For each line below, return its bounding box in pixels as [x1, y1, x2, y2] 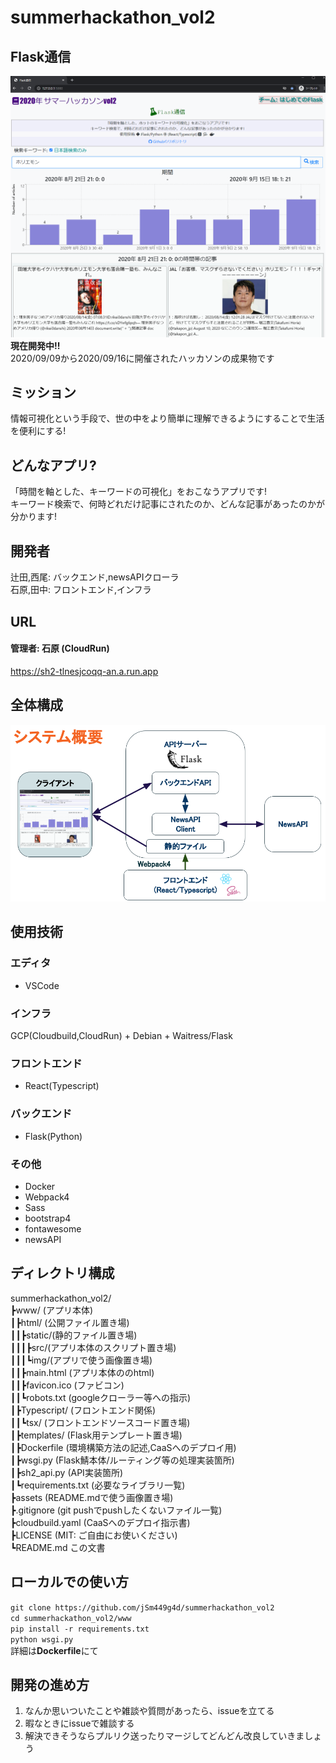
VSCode [24, 979, 60, 991]
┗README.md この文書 [10, 1541, 106, 1553]
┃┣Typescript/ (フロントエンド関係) [10, 1404, 157, 1416]
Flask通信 [10, 48, 72, 65]
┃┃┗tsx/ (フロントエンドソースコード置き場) [10, 1416, 191, 1428]
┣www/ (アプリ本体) [10, 1304, 93, 1316]
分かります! [10, 511, 58, 523]
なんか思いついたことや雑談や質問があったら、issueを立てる [24, 1705, 275, 1717]
